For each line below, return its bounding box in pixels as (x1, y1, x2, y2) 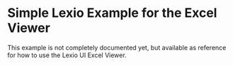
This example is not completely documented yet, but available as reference (7, 43, 227, 52)
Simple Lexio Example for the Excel (7, 5, 217, 21)
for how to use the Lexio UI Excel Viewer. (7, 51, 127, 59)
